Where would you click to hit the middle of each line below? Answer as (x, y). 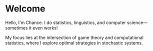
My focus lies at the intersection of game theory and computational (74, 37)
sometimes (16, 27)
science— (137, 22)
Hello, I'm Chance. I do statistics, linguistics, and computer (65, 22)
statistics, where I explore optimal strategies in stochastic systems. (74, 42)
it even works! (43, 27)
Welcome (25, 9)
